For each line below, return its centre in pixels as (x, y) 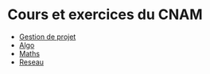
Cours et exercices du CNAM (105, 15)
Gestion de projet (47, 37)
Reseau (31, 62)
